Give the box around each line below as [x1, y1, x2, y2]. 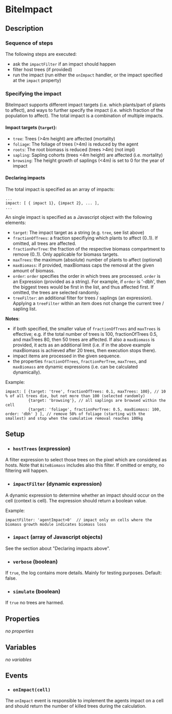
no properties [5, 628, 34, 634]
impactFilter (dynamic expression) [12, 480, 102, 487]
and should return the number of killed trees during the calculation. [5, 703, 147, 709]
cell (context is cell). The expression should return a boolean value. [5, 497, 147, 503]
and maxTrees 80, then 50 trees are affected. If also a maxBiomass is [12, 336, 155, 342]
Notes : [5, 315, 20, 321]
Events [5, 671, 28, 680]
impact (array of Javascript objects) [12, 534, 103, 541]
